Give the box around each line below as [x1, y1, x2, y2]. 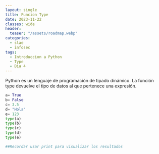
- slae [10, 40, 24, 45]
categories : [5, 36, 30, 41]
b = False [5, 97, 24, 102]
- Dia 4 [10, 64, 26, 69]
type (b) [5, 121, 22, 126]
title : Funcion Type [5, 12, 49, 17]
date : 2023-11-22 [5, 17, 42, 22]
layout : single [5, 7, 37, 13]
